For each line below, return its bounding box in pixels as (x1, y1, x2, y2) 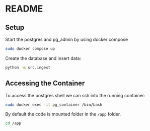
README (5, 3, 43, 15)
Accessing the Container (5, 79, 85, 88)
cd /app (5, 121, 22, 126)
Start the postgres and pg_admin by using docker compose (5, 36, 128, 42)
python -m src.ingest (5, 65, 51, 70)
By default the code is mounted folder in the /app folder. (5, 111, 121, 117)
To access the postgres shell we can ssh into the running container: (5, 92, 145, 98)
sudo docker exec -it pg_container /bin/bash (5, 102, 102, 107)
